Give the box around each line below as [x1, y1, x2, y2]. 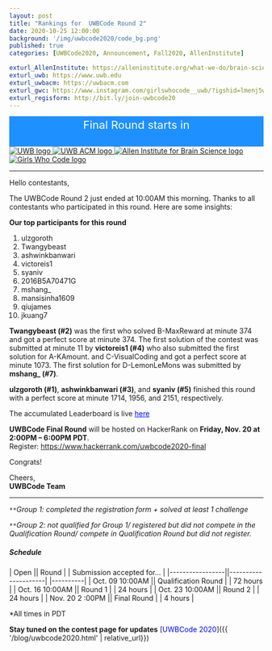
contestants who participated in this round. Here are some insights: [9, 202, 233, 212]
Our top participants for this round [9, 218, 128, 227]
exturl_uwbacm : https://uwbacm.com [9, 78, 129, 87]
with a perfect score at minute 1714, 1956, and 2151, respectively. [9, 393, 224, 403]
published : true [9, 42, 64, 50]
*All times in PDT [9, 609, 66, 619]
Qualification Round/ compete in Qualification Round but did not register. [9, 529, 252, 539]
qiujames [20, 302, 52, 311]
